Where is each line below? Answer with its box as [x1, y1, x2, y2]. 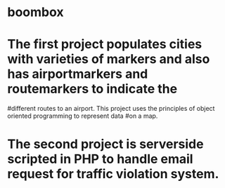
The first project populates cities [7, 36, 202, 53]
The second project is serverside [7, 136, 204, 152]
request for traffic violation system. [7, 166, 219, 182]
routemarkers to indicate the [7, 81, 178, 97]
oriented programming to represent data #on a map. [7, 112, 158, 120]
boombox [7, 4, 65, 20]
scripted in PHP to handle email [7, 152, 193, 167]
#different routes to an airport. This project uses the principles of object [7, 105, 215, 113]
